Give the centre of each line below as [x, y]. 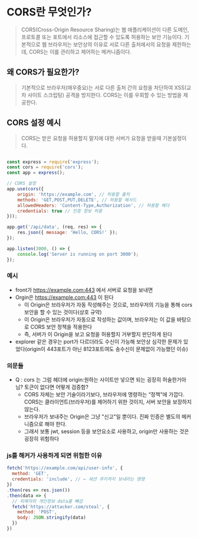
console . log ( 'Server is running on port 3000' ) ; [78, 254]
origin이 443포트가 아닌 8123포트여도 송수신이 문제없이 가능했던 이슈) [108, 349]
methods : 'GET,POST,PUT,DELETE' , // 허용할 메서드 [77, 200]
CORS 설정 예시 [34, 123]
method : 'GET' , [31, 474]
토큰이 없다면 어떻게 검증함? [56, 387]
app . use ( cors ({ [25, 189]
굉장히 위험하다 [42, 439]
